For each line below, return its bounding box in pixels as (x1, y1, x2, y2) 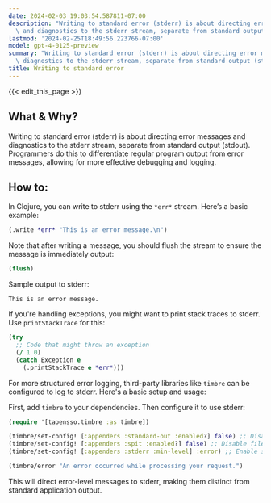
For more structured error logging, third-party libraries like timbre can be (8, 378, 250, 388)
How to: (8, 180, 48, 194)
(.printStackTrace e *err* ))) (23, 363, 125, 371)
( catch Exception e (15, 356, 81, 364)
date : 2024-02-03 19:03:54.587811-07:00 (8, 11, 147, 20)
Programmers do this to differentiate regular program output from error (8, 149, 244, 158)
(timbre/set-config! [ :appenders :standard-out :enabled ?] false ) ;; (8, 433, 248, 441)
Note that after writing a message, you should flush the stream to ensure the (8, 241, 262, 250)
